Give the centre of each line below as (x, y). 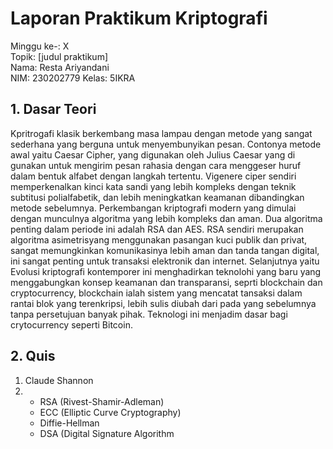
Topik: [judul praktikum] (59, 56)
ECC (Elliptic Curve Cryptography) (110, 412)
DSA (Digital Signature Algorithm (107, 433)
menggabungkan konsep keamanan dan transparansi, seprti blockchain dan (166, 282)
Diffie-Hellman (69, 423)
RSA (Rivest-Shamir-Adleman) (102, 401)
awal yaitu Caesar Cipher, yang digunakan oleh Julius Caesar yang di (153, 154)
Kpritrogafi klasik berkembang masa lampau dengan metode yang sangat (161, 133)
